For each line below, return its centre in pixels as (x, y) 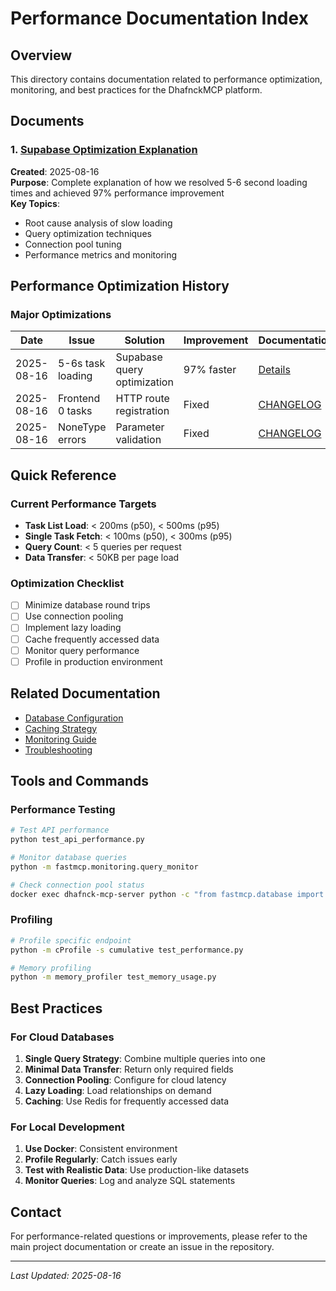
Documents (47, 121)
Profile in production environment (93, 661)
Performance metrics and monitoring (101, 254)
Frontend (79, 399)
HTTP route (142, 399)
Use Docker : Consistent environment (101, 1149)
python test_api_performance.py (77, 840)
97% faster (210, 370)
